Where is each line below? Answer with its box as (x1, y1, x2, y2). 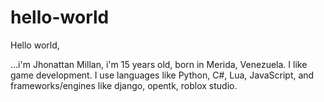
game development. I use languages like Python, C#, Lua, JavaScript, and (10, 69, 315, 81)
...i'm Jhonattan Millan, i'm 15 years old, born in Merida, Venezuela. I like (10, 58, 308, 70)
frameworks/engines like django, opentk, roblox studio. (10, 79, 238, 91)
